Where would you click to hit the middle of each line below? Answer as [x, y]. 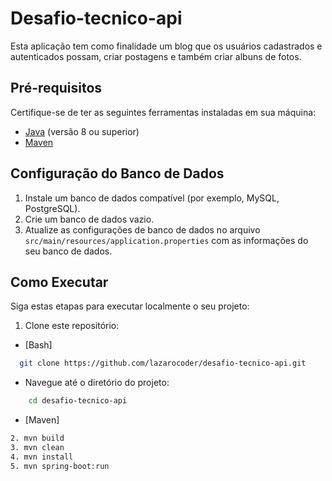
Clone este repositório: [72, 326]
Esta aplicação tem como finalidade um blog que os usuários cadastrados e [166, 46]
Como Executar [59, 282]
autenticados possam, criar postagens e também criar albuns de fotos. [156, 56]
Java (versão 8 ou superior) [82, 131]
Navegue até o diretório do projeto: [97, 383]
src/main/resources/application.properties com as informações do [166, 240]
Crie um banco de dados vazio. [89, 219]
